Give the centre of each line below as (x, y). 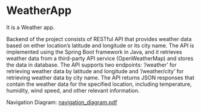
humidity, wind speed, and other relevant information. (73, 90)
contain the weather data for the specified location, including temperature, (99, 84)
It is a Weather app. (31, 27)
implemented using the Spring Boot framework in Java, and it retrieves (94, 51)
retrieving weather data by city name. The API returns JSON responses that (100, 77)
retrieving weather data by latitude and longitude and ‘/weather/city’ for (95, 71)
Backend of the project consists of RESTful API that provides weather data (99, 39)
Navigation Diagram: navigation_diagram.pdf (62, 102)
